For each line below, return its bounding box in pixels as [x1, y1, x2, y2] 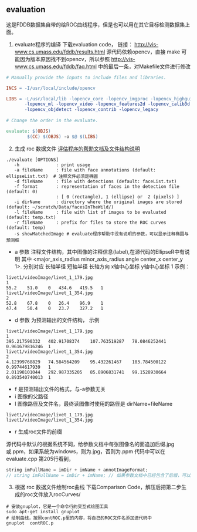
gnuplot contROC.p [6, 520, 54, 526]
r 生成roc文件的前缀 [14, 428, 63, 435]
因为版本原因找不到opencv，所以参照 [19, 55, 110, 62]
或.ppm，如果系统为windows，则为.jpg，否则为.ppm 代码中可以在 [6, 447, 166, 454]
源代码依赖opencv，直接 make [106, 48, 181, 55]
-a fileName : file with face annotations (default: [13, 167, 157, 173]
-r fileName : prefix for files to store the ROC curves [13, 220, 167, 225]
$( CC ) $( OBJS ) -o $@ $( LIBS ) [27, 133, 98, 140]
